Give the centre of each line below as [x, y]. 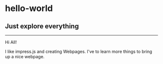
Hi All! [11, 42]
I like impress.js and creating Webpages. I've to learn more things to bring [79, 51]
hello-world [29, 8]
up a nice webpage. [25, 57]
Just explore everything [42, 26]
